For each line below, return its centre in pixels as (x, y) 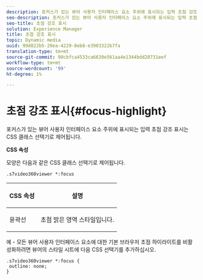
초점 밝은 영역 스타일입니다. (77, 220)
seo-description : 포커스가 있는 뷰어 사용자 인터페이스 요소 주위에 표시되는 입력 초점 (102, 18)
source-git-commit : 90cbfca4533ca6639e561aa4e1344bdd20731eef (86, 57)
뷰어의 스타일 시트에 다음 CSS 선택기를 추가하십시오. (94, 250)
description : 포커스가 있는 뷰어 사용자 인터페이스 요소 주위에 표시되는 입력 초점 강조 (102, 12)
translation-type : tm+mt (38, 52)
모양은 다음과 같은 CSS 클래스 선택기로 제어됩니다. (66, 163)
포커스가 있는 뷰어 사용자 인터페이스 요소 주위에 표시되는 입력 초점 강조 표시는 (98, 129)
